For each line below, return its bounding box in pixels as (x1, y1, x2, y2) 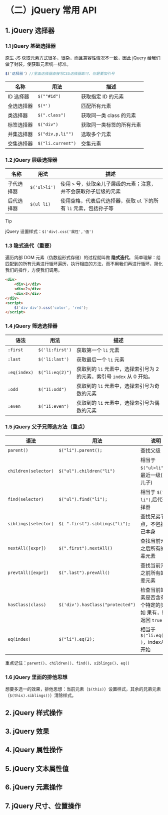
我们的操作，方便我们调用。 (5, 267, 62, 273)
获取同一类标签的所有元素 (80, 121, 141, 128)
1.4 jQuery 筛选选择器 (5, 322, 57, 329)
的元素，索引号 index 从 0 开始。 (76, 373, 153, 380)
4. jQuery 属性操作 (5, 746, 62, 754)
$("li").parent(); (58, 447, 102, 453)
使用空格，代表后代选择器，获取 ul (60, 197, 142, 204)
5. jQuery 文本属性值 (5, 764, 69, 773)
